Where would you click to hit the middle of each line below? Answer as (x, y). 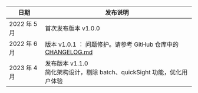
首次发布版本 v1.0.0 (72, 28)
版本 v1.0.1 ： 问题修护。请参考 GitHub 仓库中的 (112, 44)
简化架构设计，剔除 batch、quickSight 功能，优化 (113, 72)
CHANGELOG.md (69, 52)
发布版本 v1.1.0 (67, 63)
